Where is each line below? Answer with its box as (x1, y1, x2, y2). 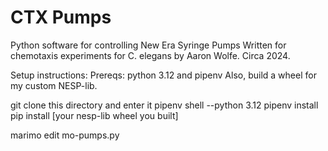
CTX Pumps (10, 6, 112, 29)
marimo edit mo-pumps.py (10, 129, 120, 141)
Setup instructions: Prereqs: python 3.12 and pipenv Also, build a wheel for (10, 69, 317, 81)
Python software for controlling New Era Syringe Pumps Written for (10, 39, 287, 51)
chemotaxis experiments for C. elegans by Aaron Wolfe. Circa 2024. (10, 49, 291, 61)
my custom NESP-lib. (10, 79, 98, 91)
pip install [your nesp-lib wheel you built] (10, 109, 179, 121)
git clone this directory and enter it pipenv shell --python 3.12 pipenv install (10, 99, 319, 111)
